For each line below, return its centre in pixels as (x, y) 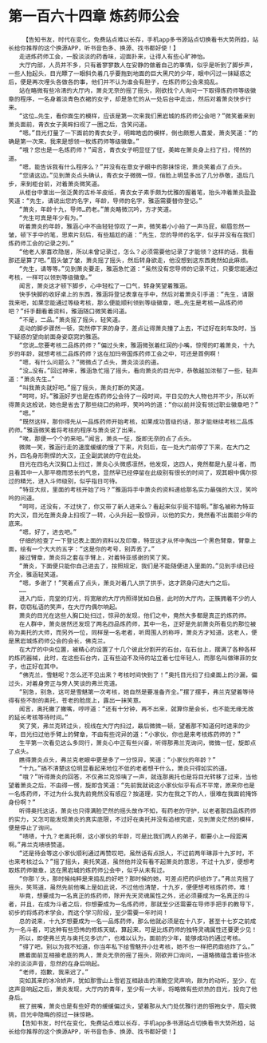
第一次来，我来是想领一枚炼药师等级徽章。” (79, 141)
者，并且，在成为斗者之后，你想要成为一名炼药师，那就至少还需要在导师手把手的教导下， (133, 904)
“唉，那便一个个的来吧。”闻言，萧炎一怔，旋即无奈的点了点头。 (107, 439)
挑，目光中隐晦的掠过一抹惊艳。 (53, 1015)
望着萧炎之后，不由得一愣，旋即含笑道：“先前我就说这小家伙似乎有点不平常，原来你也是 (132, 785)
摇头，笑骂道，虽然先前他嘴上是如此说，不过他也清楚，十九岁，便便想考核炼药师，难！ (130, 887)
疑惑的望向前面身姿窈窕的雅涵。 (59, 336)
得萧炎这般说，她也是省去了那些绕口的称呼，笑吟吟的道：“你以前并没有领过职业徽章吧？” (133, 404)
